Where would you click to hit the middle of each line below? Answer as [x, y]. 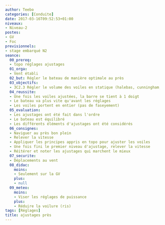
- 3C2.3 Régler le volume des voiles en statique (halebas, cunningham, [85, 87]
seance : [13, 55]
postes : [13, 32]
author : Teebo [20, 10]
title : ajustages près [28, 215]
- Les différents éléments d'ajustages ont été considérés [71, 124]
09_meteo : [19, 188]
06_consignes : [24, 128]
